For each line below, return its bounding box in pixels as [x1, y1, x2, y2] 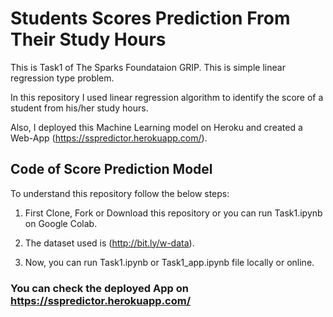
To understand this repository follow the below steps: [10, 187, 230, 199]
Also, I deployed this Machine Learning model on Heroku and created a [10, 121, 303, 133]
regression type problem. [10, 72, 115, 84]
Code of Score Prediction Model [10, 161, 213, 178]
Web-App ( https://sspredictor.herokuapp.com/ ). [10, 132, 208, 144]
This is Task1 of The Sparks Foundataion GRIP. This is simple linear [10, 61, 286, 73]
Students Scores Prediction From [10, 7, 291, 30]
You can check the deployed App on [10, 281, 189, 295]
